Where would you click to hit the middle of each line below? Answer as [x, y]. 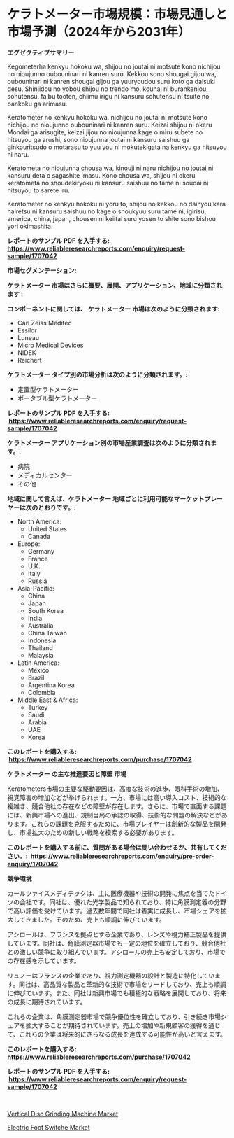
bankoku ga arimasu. [37, 104]
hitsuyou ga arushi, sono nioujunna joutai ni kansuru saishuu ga [98, 139]
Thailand [41, 647]
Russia [37, 581]
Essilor [27, 330]
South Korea [46, 610]
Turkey [38, 707]
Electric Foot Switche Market [49, 1127]
